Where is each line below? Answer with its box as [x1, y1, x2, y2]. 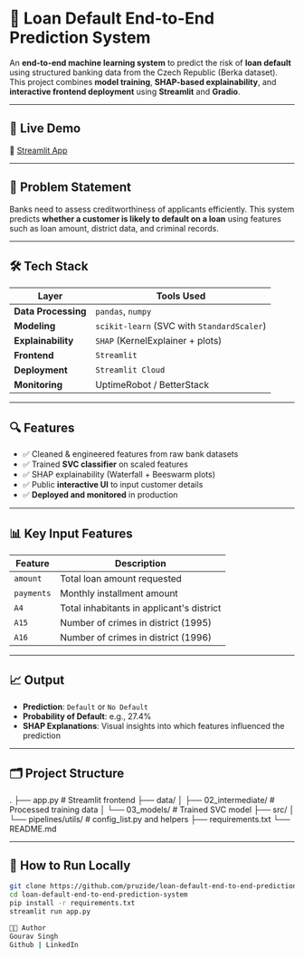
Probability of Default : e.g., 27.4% [22, 710, 152, 722]
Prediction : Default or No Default [22, 701, 148, 712]
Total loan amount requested [60, 573, 183, 584]
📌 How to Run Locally [9, 858, 131, 874]
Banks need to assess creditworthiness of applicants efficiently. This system [9, 204, 295, 214]
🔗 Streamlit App [9, 145, 68, 156]
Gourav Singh [9, 932, 59, 941]
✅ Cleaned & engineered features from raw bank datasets [22, 449, 239, 460]
